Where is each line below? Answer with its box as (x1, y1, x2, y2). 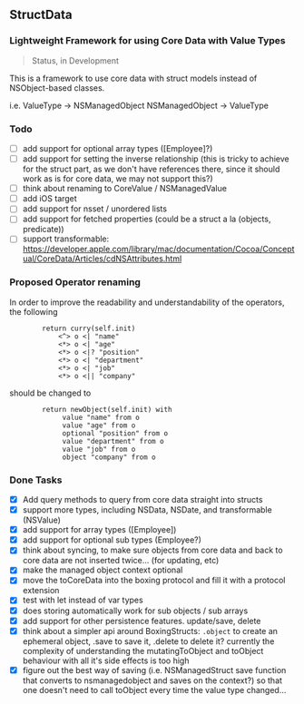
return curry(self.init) (42, 324, 136, 333)
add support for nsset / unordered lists (22, 203, 168, 214)
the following (9, 306, 58, 317)
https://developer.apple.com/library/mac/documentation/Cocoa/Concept (22, 244, 295, 255)
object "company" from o (62, 453, 156, 462)
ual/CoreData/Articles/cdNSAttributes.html (22, 253, 182, 264)
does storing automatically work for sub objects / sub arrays (22, 605, 249, 616)
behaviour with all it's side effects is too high (22, 655, 190, 666)
